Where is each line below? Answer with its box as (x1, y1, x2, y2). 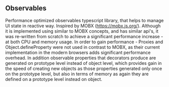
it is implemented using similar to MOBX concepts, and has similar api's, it (5, 28, 159, 34)
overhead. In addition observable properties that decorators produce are (5, 55, 156, 61)
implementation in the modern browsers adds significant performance (5, 49, 151, 55)
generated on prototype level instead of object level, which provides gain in (5, 60, 162, 66)
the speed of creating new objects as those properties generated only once (5, 65, 162, 71)
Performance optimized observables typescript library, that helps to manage (5, 17, 164, 23)
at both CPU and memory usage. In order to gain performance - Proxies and (5, 39, 163, 45)
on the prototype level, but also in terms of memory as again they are (5, 70, 149, 77)
